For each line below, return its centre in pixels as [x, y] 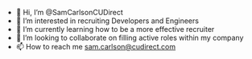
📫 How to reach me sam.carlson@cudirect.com [96, 47]
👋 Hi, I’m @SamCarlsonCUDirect [69, 12]
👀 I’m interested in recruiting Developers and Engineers [107, 21]
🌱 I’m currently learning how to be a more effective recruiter [115, 29]
